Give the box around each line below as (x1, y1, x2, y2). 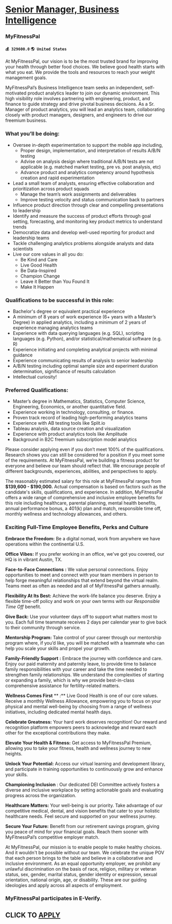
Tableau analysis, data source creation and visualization (12, 425, 131, 432)
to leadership (12, 207, 41, 214)
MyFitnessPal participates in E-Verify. (5, 895, 102, 902)
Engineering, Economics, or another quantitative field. (12, 404, 126, 410)
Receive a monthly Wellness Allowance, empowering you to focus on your (5, 697, 161, 704)
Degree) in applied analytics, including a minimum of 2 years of (12, 319, 146, 325)
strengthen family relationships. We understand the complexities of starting (5, 671, 164, 677)
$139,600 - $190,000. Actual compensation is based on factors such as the (5, 484, 166, 490)
